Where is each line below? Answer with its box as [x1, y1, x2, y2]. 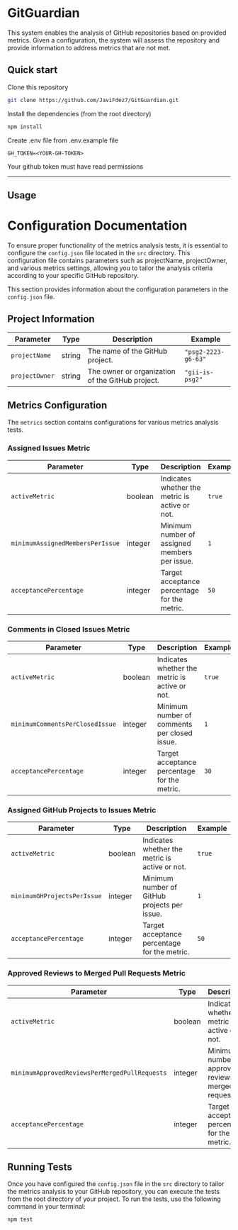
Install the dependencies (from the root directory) [7, 109, 152, 118]
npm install [7, 123, 42, 130]
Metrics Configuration [7, 399, 108, 412]
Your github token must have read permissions [7, 162, 144, 171]
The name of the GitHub [87, 346, 168, 356]
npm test [7, 1216, 33, 1224]
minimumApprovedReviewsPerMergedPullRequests [11, 1068, 167, 1077]
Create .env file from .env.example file [7, 136, 119, 145]
